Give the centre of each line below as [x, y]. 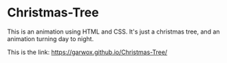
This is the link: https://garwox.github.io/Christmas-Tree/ [87, 52]
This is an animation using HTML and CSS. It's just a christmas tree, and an [113, 32]
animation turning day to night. [51, 38]
